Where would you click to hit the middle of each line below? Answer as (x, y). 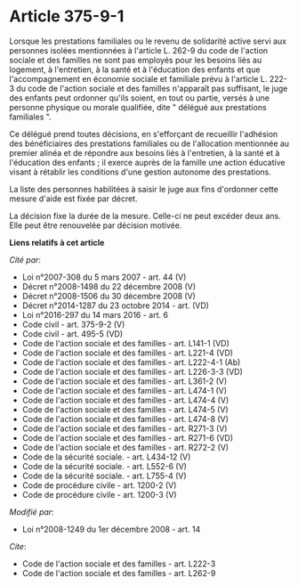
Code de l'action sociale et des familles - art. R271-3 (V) (125, 428)
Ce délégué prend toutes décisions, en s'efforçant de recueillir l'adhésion (144, 134)
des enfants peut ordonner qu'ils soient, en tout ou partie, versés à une (139, 98)
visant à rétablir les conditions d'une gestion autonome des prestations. (140, 172)
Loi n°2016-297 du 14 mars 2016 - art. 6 (95, 314)
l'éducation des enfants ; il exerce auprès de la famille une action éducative (147, 162)
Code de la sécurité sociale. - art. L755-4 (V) (104, 476)
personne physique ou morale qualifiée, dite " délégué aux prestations (138, 107)
